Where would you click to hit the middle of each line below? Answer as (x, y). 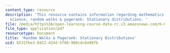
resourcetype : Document (30, 33)
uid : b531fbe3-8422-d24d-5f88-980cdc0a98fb (52, 43)
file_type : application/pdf (35, 29)
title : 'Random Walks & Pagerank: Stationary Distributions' (71, 38)
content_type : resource (30, 10)
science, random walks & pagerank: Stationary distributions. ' (79, 19)
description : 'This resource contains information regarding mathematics (85, 15)
